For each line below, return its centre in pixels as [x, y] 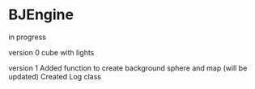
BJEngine [41, 15]
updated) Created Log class [55, 76]
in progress [28, 37]
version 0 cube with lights [51, 52]
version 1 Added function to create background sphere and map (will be [128, 68]
